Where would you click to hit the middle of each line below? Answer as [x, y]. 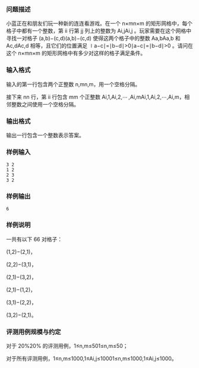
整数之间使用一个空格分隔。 [45, 104]
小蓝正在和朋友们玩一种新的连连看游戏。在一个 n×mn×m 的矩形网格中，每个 [99, 23]
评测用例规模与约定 [34, 332]
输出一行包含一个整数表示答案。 [45, 135]
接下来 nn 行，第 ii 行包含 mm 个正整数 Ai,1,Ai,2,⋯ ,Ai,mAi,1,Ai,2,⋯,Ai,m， [95, 97]
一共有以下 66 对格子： [34, 239]
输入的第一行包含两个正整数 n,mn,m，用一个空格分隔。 [73, 84]
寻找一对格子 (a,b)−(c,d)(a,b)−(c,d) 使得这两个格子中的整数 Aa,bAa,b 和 [94, 38]
